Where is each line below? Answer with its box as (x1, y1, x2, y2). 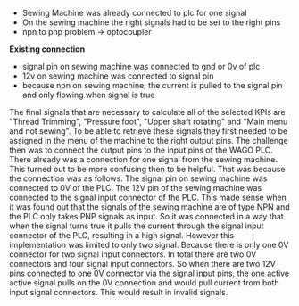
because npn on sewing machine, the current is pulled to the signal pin (21, 80, 283, 90)
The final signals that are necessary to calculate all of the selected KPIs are (9, 107, 286, 117)
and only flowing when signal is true (21, 89, 155, 100)
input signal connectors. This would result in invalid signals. (9, 287, 228, 297)
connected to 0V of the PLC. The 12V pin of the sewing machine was (9, 183, 262, 193)
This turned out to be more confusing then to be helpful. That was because (9, 164, 286, 174)
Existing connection (9, 44, 86, 54)
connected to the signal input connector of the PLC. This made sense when (9, 192, 287, 203)
